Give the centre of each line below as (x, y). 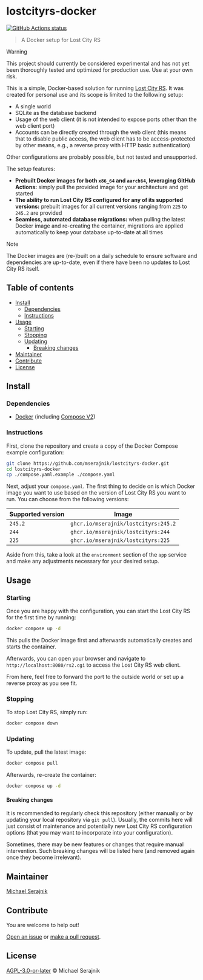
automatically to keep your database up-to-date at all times (89, 232)
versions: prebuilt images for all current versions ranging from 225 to (101, 206)
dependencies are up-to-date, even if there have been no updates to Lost (98, 262)
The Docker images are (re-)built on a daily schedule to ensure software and (102, 255)
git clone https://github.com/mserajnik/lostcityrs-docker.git (88, 464)
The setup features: (31, 169)
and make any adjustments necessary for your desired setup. (83, 561)
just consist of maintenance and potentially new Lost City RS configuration (99, 826)
